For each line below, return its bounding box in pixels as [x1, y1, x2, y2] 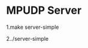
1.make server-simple [6, 23, 59, 31]
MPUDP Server [6, 4, 82, 17]
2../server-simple [6, 35, 49, 42]
